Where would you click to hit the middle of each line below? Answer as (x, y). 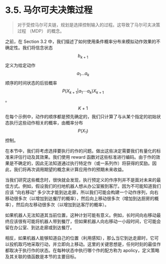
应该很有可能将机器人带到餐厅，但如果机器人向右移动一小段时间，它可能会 (85, 221)
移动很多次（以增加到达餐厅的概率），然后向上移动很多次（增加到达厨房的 (80, 199)
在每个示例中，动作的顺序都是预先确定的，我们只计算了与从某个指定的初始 (81, 117)
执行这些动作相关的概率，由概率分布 (46, 123)
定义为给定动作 (20, 65)
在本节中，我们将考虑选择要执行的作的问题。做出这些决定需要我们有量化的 (81, 151)
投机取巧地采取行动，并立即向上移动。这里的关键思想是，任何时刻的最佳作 (85, 244)
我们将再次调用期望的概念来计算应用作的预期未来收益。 (70, 170)
